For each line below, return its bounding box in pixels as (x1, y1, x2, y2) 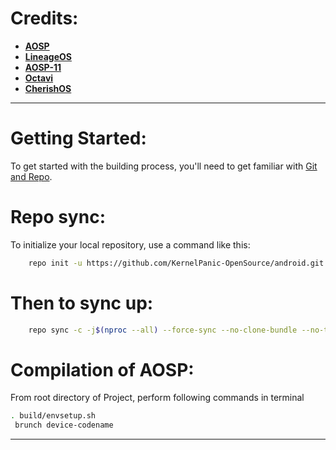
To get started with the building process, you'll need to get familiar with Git (10, 160, 318, 172)
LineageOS (24, 50, 72, 62)
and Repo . (10, 170, 53, 182)
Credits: (10, 7, 79, 30)
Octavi (24, 72, 54, 84)
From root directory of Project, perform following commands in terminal (10, 392, 305, 404)
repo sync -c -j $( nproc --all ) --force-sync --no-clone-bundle (28, 325, 298, 335)
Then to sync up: (10, 292, 154, 314)
